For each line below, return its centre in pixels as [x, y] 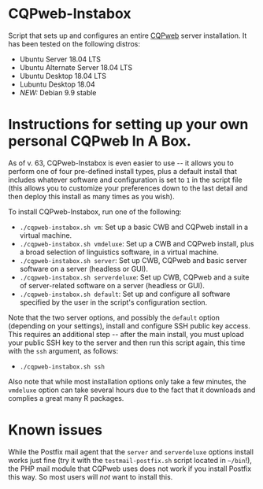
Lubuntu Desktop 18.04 [57, 84]
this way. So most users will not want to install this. [91, 476]
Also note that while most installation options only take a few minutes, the [127, 381]
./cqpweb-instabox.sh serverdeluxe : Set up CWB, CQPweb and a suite [134, 277]
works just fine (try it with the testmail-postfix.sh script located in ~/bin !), [130, 460]
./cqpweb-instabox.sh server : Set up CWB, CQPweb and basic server [133, 260]
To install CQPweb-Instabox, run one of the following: [95, 211]
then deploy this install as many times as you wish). [91, 196]
